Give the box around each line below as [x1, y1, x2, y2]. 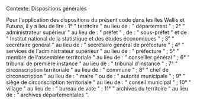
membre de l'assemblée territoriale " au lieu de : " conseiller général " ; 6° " [6, 54, 190, 61]
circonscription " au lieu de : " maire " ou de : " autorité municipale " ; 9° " [6, 73, 186, 79]
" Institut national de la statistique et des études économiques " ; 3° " [6, 35, 175, 42]
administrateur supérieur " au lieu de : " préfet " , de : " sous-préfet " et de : [6, 29, 190, 36]
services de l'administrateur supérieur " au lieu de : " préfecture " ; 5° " [6, 48, 179, 55]
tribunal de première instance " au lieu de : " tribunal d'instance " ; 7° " [6, 60, 178, 67]
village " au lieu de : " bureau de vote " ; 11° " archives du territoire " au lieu [6, 85, 189, 92]
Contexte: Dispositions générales [6, 5, 87, 12]
